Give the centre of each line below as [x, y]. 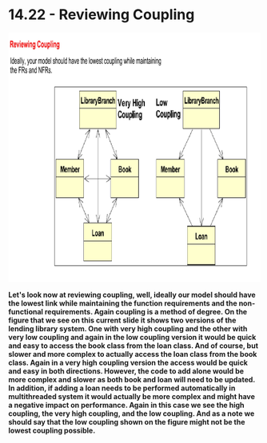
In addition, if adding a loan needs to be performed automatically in [122, 388]
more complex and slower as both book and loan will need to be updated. [132, 379]
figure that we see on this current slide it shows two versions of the [122, 320]
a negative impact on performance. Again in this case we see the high [127, 405]
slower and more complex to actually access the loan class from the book [133, 354]
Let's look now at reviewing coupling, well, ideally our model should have [132, 295]
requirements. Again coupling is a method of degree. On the [146, 311]
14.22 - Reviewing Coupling [102, 15]
